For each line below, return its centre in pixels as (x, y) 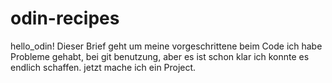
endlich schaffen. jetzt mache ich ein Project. (103, 67)
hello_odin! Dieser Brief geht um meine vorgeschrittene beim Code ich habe (166, 46)
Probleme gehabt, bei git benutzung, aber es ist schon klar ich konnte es (160, 56)
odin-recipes (65, 18)
